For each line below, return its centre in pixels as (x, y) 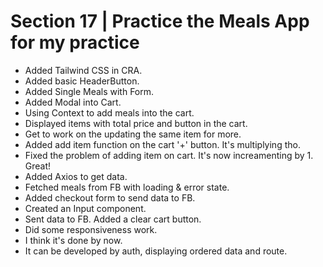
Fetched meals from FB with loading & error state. (127, 187)
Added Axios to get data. (76, 176)
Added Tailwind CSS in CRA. (83, 70)
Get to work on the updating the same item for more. (133, 134)
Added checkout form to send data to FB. (110, 197)
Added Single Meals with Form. (89, 91)
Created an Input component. (85, 208)
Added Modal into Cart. (73, 102)
